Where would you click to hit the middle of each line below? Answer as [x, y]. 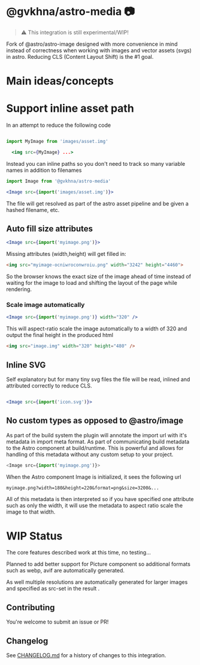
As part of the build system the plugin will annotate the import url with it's [97, 435]
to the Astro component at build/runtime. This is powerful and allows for [95, 448]
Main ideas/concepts [60, 81]
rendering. [19, 290]
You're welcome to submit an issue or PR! [57, 622]
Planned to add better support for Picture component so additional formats [98, 564]
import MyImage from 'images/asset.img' [57, 142]
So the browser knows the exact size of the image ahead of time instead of [99, 276]
